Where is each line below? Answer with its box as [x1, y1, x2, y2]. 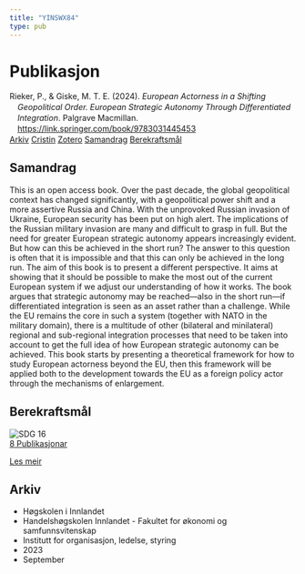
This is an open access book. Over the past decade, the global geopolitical [9, 184, 290, 196]
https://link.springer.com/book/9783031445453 [17, 124, 197, 135]
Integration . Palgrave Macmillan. [17, 113, 138, 124]
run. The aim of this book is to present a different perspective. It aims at [9, 261, 279, 273]
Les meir [9, 456, 43, 467]
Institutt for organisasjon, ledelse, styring [22, 535, 177, 546]
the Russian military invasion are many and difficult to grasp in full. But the [9, 223, 288, 234]
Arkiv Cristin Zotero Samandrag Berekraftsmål [9, 134, 182, 145]
